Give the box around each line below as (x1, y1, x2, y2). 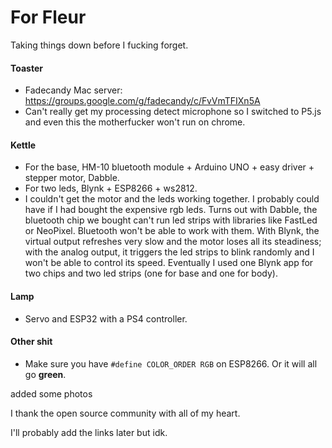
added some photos (10, 387, 93, 400)
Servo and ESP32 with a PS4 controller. (24, 312, 188, 325)
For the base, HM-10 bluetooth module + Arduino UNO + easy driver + (24, 161, 315, 173)
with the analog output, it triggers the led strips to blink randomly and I (24, 246, 315, 258)
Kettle (10, 139, 37, 151)
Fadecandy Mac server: (24, 84, 123, 96)
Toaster (10, 62, 43, 74)
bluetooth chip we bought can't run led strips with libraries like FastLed (24, 214, 318, 226)
